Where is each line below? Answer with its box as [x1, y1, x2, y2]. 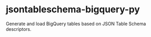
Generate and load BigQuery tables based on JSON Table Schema [6, 21, 146, 27]
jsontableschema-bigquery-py [6, 4, 140, 15]
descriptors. [6, 26, 32, 32]
